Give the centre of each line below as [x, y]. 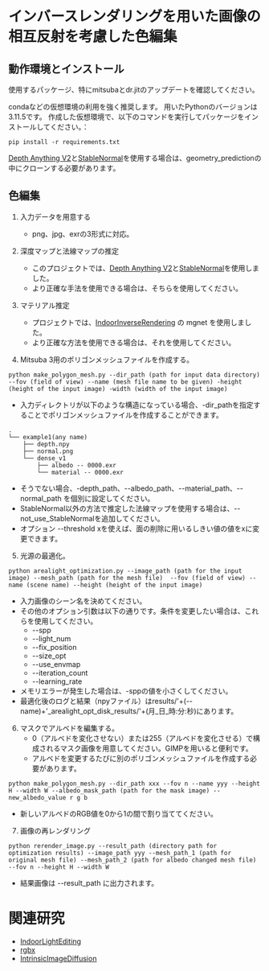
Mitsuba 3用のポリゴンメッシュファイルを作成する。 [107, 360]
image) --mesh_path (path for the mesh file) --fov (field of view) [127, 578]
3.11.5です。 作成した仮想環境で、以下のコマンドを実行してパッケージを [126, 117]
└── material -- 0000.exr [81, 472]
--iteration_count [60, 673]
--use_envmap [56, 664]
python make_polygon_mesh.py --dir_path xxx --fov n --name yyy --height [134, 784]
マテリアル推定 [45, 305]
